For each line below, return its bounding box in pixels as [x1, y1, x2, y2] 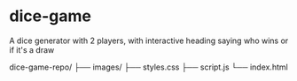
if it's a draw [9, 44, 55, 55]
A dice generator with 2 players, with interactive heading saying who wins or [9, 35, 289, 46]
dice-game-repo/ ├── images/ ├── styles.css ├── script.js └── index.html [9, 62, 288, 72]
